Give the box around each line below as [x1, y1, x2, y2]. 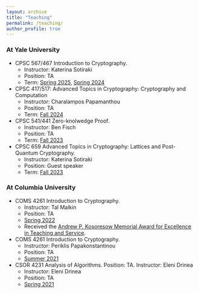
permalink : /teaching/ [6, 20, 63, 26]
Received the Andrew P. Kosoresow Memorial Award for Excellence [24, 223, 192, 230]
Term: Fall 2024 [24, 110, 63, 118]
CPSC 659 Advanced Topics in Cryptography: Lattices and [14, 142, 161, 150]
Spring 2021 [24, 280, 54, 287]
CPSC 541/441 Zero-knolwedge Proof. [14, 117, 110, 124]
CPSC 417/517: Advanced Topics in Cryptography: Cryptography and [14, 85, 186, 92]
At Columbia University [6, 184, 76, 192]
